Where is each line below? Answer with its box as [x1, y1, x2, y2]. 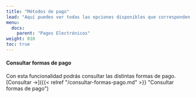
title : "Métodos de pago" [6, 8, 69, 15]
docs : [11, 25, 25, 31]
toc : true [6, 42, 31, 48]
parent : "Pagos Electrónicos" [16, 31, 91, 36]
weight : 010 [6, 36, 35, 42]
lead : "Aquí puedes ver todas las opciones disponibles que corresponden [6, 14, 191, 20]
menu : [6, 19, 19, 25]
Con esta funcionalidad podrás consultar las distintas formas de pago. [6, 73, 176, 80]
